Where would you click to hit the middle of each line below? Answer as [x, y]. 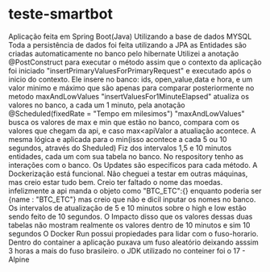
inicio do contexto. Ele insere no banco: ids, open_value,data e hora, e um [131, 79]
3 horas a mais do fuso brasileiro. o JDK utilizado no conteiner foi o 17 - [127, 250]
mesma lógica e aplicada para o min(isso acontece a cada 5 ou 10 [118, 139]
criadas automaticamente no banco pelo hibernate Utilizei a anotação [124, 53]
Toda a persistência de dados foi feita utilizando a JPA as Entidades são [128, 44]
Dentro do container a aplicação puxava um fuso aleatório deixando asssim [134, 242]
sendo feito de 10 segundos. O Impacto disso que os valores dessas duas [131, 216]
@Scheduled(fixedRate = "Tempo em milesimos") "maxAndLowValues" [127, 113]
